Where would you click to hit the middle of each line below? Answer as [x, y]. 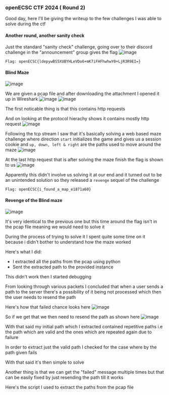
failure [12, 337]
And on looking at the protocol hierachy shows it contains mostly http [77, 118]
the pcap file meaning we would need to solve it [55, 227]
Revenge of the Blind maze [34, 201]
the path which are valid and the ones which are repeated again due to [79, 332]
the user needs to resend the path [41, 297]
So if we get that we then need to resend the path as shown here [73, 317]
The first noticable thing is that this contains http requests [65, 109]
